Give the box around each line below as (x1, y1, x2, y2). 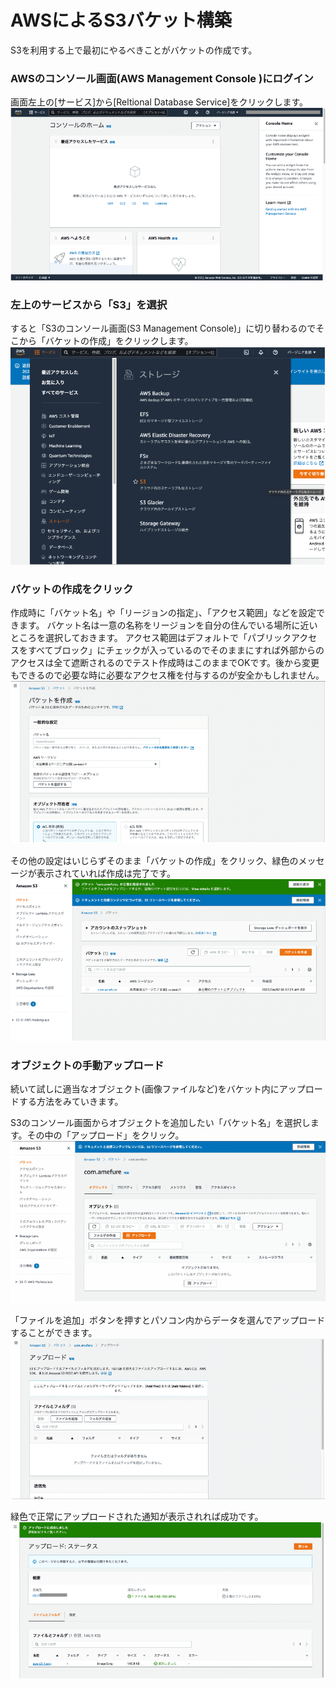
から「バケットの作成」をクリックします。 (18, 334, 194, 346)
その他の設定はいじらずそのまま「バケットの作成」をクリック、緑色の (10, 854, 299, 866)
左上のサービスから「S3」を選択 (10, 297, 168, 311)
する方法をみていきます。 (18, 1096, 124, 1108)
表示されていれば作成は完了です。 (36, 867, 176, 879)
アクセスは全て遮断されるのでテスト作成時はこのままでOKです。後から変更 (10, 657, 320, 669)
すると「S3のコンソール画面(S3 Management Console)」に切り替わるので (10, 322, 317, 334)
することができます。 (10, 1327, 98, 1339)
